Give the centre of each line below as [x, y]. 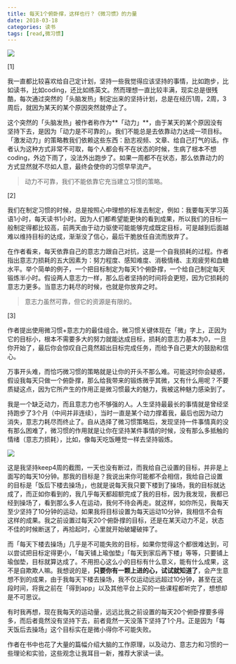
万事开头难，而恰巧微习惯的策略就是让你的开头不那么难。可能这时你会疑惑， [118, 372]
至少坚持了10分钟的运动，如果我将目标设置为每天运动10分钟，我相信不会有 [115, 512]
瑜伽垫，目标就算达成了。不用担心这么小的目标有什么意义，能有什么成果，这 [118, 562]
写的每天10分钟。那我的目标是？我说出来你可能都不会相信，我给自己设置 [118, 477]
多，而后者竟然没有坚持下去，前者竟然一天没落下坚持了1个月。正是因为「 [113, 621]
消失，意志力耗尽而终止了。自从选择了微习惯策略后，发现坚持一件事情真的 [115, 422]
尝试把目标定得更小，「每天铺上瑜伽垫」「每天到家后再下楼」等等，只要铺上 [121, 553]
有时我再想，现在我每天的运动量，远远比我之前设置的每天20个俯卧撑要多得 [116, 612]
